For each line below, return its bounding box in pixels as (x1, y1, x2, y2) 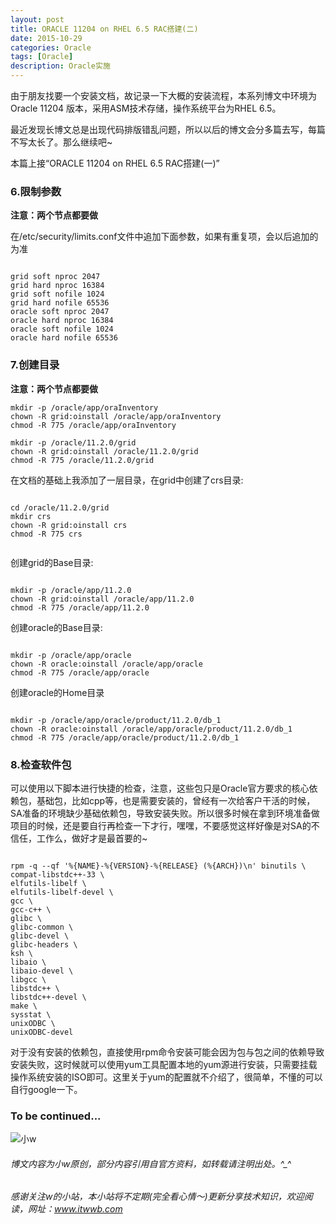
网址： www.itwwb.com (27, 1203, 123, 1215)
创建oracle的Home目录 (10, 686, 105, 698)
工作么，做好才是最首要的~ (36, 832, 148, 844)
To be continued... (10, 1109, 102, 1123)
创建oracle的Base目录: (10, 621, 103, 633)
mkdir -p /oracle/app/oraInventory (10, 402, 159, 413)
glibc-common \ (10, 922, 74, 932)
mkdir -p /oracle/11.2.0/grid (10, 437, 137, 448)
